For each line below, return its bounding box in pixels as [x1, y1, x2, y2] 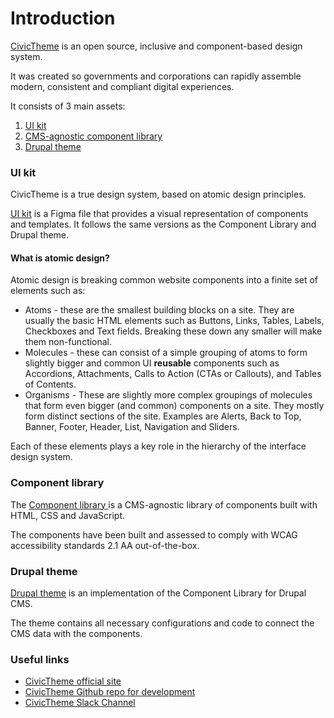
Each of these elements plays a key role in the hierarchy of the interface [10, 440, 307, 452]
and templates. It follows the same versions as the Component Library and [10, 218, 317, 231]
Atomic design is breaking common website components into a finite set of [10, 274, 319, 286]
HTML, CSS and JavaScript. [10, 509, 126, 521]
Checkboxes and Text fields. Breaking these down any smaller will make [24, 325, 323, 337]
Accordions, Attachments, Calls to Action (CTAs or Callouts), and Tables [24, 368, 322, 380]
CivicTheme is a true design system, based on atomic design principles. [10, 188, 307, 201]
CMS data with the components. [10, 628, 143, 640]
